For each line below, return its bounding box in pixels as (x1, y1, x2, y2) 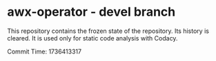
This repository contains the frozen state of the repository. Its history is (7, 27, 209, 35)
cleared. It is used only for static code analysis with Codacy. (7, 34, 178, 42)
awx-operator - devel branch (7, 4, 176, 20)
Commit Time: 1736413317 (7, 47, 81, 56)
